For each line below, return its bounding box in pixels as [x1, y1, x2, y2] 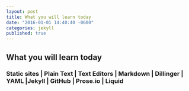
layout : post [6, 8, 39, 15]
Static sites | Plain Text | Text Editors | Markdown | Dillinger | [6, 70, 184, 78]
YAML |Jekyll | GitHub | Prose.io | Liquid [6, 77, 124, 85]
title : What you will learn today [6, 14, 92, 20]
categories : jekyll [6, 25, 55, 31]
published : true [6, 31, 46, 36]
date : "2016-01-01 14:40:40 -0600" [6, 19, 94, 25]
